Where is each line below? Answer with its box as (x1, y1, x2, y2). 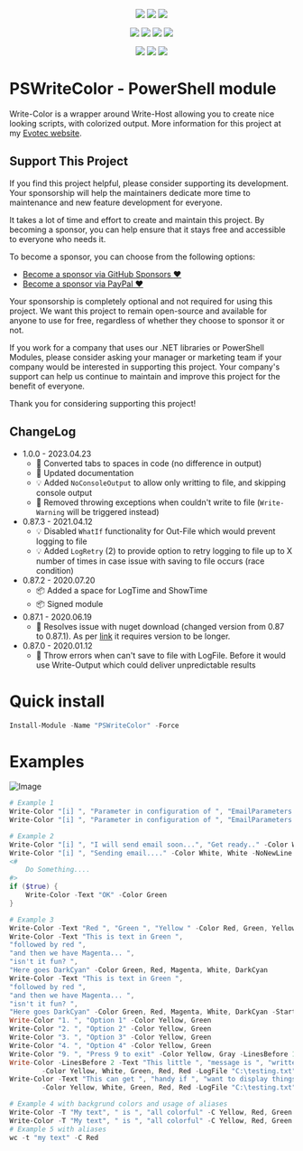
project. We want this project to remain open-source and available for (9, 305, 268, 316)
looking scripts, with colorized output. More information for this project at (9, 117, 281, 128)
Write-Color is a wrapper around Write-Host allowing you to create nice (9, 108, 275, 119)
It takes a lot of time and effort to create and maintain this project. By (9, 214, 265, 225)
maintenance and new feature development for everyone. (9, 197, 223, 208)
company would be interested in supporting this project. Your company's (9, 361, 280, 372)
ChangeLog (9, 425, 77, 440)
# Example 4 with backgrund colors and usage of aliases (9, 1100, 228, 1109)
